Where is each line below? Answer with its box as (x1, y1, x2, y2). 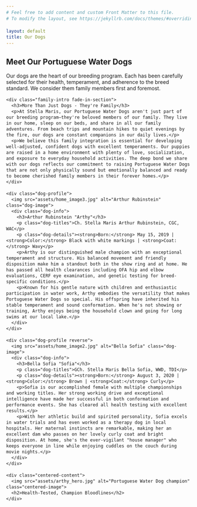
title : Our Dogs (6, 34, 46, 40)
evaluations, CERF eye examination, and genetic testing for (6, 273, 159, 279)
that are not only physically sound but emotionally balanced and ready (6, 167, 188, 173)
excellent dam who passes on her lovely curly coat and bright (6, 431, 164, 437)
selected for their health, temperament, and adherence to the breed (6, 78, 169, 85)
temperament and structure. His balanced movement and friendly (6, 255, 167, 261)
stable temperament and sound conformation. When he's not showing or (6, 302, 182, 308)
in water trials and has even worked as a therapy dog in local (6, 420, 167, 425)
